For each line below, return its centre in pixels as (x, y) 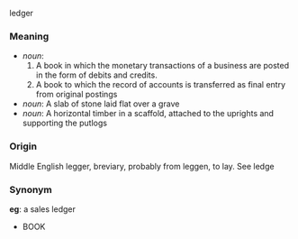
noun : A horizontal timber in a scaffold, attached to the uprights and (148, 114)
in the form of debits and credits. (96, 75)
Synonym (31, 189)
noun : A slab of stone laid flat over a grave (101, 104)
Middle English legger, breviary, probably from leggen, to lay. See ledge (142, 166)
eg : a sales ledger (43, 209)
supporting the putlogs (65, 123)
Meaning (29, 36)
